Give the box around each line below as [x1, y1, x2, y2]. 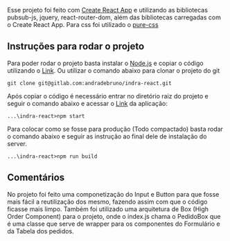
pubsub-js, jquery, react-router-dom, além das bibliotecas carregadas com [7, 13, 222, 21]
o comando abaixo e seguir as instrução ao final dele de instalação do [7, 132, 207, 141]
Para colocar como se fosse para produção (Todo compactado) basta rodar [7, 125, 224, 133]
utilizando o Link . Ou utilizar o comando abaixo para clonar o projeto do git [7, 66, 220, 75]
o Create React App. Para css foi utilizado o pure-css [7, 21, 159, 28]
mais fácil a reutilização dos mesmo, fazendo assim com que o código [7, 197, 208, 206]
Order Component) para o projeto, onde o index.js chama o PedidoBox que [7, 212, 221, 220]
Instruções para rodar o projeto [7, 41, 145, 53]
